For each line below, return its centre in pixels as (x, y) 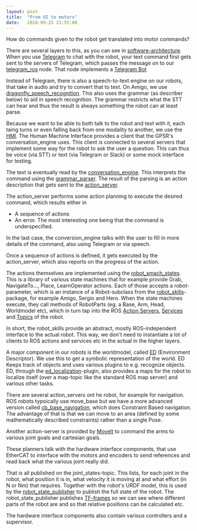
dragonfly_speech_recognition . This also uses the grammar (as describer (95, 93)
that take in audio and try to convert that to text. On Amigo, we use (87, 87)
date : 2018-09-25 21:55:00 (42, 22)
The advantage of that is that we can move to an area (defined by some (93, 414)
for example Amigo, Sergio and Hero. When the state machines (106, 298)
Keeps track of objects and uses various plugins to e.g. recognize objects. (96, 365)
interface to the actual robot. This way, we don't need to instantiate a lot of (96, 335)
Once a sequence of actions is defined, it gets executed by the (82, 255)
